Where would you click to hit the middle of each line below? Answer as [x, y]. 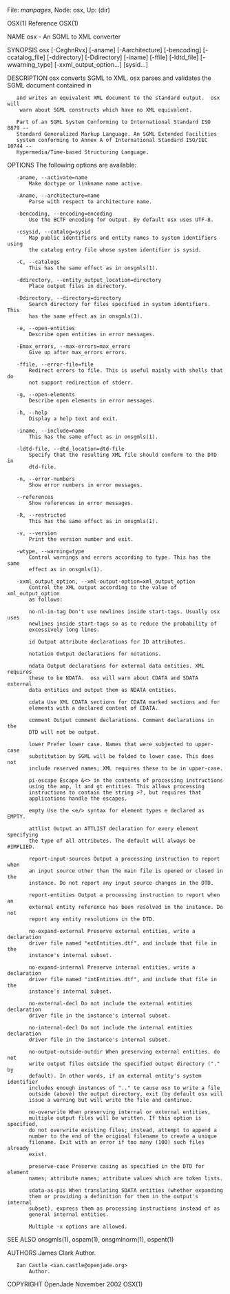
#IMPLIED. [21, 847]
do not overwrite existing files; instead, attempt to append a [123, 1130]
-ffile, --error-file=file [55, 364]
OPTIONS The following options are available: [72, 165]
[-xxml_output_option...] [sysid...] [101, 64]
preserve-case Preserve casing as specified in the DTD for [117, 1167]
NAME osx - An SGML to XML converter [64, 37]
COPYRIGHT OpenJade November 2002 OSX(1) [75, 1284]
